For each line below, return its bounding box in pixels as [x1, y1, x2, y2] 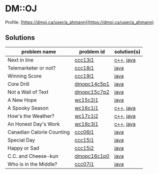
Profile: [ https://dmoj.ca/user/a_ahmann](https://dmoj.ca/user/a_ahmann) [5, 19, 154, 25]
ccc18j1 [74, 65, 95, 71]
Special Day [7, 137, 35, 143]
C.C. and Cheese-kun [7, 152, 59, 159]
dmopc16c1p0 [74, 152, 110, 159]
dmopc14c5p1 [74, 80, 110, 87]
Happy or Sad [7, 144, 39, 151]
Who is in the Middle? [7, 161, 58, 168]
